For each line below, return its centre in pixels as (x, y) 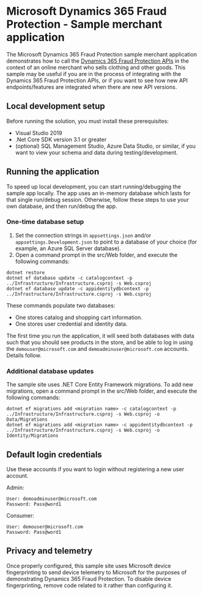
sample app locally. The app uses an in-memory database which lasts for (98, 193)
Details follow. (24, 355)
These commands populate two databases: (61, 305)
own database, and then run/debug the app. (62, 206)
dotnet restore (26, 272)
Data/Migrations (27, 420)
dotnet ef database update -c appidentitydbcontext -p (78, 289)
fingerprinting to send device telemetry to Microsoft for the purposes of (97, 572)
